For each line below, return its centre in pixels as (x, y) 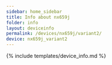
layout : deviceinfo (30, 28)
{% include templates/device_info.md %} (56, 56)
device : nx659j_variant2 (37, 39)
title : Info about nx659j (38, 17)
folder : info (22, 22)
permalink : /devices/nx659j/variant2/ (54, 34)
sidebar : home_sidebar (34, 12)
